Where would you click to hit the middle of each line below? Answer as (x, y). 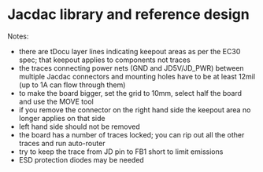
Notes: (18, 36)
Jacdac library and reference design (128, 15)
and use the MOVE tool (56, 101)
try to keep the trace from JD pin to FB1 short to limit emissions (121, 152)
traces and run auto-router (62, 143)
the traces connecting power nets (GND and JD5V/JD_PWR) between (131, 68)
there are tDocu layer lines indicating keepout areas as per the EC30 (130, 51)
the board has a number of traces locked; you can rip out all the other (131, 134)
